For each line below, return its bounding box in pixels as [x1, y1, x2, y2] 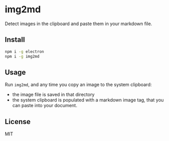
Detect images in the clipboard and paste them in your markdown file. [5, 21, 153, 27]
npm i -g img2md [5, 54, 40, 59]
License [5, 117, 31, 126]
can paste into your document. [12, 103, 78, 109]
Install [5, 35, 25, 44]
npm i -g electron [5, 49, 44, 54]
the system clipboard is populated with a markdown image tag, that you [12, 97, 164, 103]
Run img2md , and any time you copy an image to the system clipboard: [5, 82, 152, 88]
